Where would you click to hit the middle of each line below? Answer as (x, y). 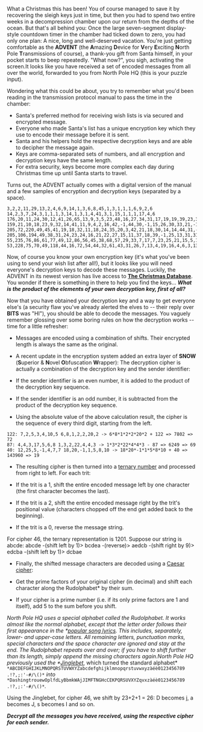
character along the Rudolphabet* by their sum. (75, 588)
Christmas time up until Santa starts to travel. (71, 173)
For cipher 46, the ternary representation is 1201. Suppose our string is (95, 539)
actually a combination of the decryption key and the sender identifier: (103, 369)
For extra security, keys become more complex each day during (95, 167)
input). (15, 79)
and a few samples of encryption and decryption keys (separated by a (94, 191)
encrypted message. (41, 122)
